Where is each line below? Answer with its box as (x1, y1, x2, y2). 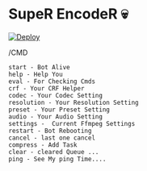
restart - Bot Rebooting (8, 127, 92, 135)
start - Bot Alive (8, 63, 70, 71)
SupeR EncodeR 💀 (8, 5, 129, 23)
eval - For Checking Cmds (8, 77, 95, 85)
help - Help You (8, 70, 63, 78)
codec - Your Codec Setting (8, 91, 103, 99)
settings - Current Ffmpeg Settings (8, 119, 136, 127)
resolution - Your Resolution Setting (8, 98, 139, 106)
